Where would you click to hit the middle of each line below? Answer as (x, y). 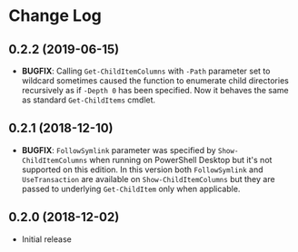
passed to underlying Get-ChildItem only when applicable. (131, 189)
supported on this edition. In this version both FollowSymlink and (142, 170)
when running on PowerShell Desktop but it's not (181, 160)
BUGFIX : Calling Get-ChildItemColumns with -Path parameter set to (146, 71)
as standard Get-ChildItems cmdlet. (89, 100)
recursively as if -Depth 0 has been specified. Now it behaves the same (155, 90)
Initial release (46, 239)
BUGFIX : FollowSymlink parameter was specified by (119, 150)
